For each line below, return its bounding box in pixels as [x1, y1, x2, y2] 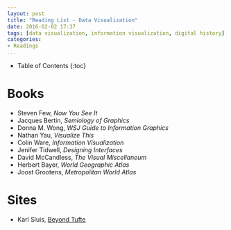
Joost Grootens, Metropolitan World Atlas [17, 167, 137, 176]
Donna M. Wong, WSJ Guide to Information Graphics [17, 123, 169, 132]
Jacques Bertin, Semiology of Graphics [17, 116, 130, 124]
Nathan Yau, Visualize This [17, 131, 94, 139]
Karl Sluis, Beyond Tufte [17, 215, 86, 223]
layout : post [7, 10, 45, 17]
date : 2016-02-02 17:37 [7, 23, 76, 30]
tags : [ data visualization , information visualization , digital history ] [7, 29, 225, 37]
